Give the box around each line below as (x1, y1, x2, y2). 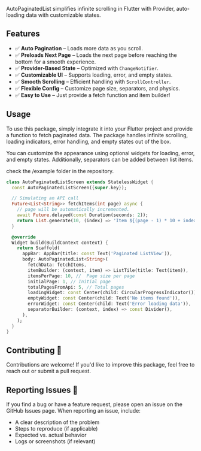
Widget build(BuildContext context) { (11, 240, 109, 246)
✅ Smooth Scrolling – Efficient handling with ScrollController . (14, 78, 171, 85)
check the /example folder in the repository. (6, 167, 114, 174)
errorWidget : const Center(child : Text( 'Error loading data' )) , (28, 301, 191, 307)
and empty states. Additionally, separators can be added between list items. (6, 156, 193, 163)
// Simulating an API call (11, 195, 79, 201)
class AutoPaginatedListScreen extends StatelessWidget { (6, 179, 154, 185)
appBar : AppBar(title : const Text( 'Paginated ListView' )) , (22, 251, 172, 257)
